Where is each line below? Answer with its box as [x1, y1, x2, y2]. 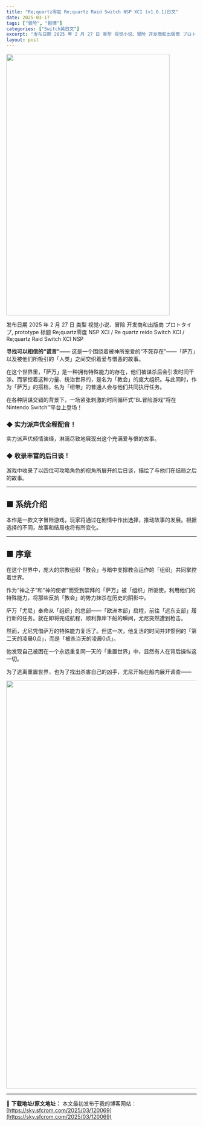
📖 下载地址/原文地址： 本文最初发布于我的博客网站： [6, 1100, 137, 1107]
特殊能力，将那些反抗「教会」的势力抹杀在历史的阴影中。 [6, 594, 149, 601]
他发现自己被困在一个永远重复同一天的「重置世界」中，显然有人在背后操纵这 [6, 648, 197, 655]
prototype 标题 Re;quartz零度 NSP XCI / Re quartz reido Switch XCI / [14, 329, 185, 335]
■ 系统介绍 [6, 499, 48, 510]
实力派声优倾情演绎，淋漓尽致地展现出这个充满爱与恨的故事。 [6, 435, 160, 442]
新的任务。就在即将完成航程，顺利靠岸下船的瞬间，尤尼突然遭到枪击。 [11, 615, 186, 622]
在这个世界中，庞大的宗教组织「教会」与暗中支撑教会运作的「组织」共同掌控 [6, 566, 197, 574]
